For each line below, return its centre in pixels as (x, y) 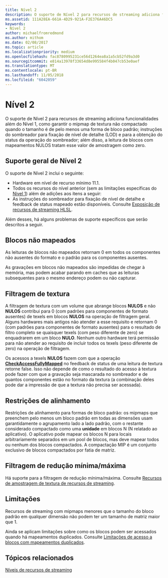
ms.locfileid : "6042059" (31, 80)
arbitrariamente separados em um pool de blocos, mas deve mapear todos (82, 439)
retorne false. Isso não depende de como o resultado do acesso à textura (81, 369)
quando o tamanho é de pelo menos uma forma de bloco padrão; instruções (84, 129)
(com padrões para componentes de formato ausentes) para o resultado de (83, 327)
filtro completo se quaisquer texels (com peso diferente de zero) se (74, 333)
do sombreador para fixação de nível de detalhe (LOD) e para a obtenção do (84, 134)
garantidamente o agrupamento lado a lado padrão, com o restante (74, 423)
